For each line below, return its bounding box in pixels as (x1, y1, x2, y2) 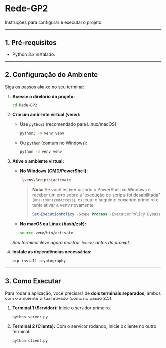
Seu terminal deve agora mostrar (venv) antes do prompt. (12, 239, 131, 245)
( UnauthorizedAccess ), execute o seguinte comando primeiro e (32, 197, 159, 203)
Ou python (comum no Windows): (19, 140, 88, 146)
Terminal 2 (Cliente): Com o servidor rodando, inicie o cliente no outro (12, 323, 157, 329)
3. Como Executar (5, 277, 61, 285)
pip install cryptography (12, 258, 66, 263)
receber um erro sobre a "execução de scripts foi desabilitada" (32, 192, 161, 198)
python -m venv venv (19, 149, 62, 154)
